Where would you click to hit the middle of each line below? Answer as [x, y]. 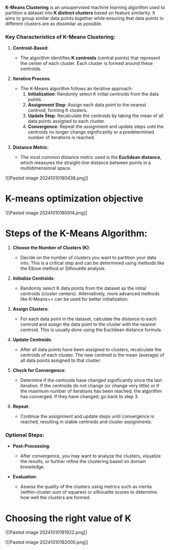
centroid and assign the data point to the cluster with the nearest [88, 325]
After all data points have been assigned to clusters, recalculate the [91, 350]
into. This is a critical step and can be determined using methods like [92, 263]
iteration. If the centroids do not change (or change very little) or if [90, 386]
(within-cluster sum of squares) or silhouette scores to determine [89, 492]
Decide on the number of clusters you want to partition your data [88, 258]
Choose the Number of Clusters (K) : [51, 248]
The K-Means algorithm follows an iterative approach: [77, 88]
